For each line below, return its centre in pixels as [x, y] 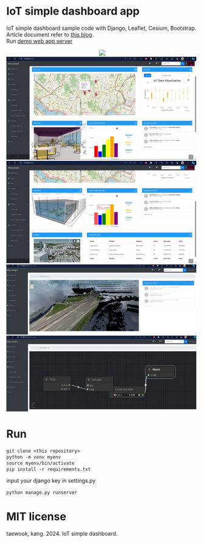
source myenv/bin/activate [40, 463]
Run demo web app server [40, 41]
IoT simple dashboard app [73, 11]
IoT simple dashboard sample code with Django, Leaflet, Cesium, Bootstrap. [101, 28]
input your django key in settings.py [51, 480]
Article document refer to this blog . [50, 34]
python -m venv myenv [34, 457]
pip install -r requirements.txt [49, 469]
